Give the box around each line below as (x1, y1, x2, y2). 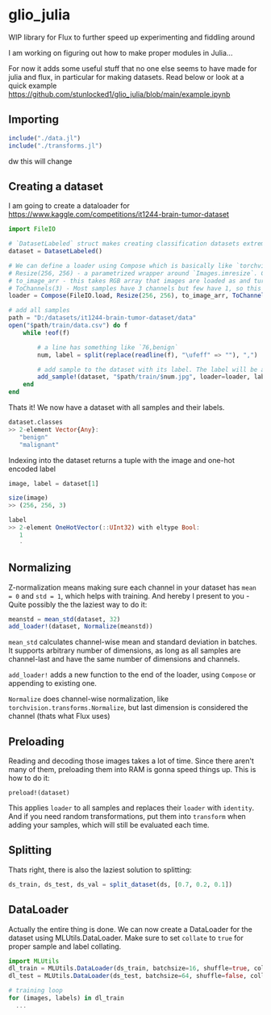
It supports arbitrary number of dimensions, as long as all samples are (8, 645, 241, 655)
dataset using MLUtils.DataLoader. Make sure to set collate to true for (8, 933, 244, 942)
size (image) (8, 494, 48, 502)
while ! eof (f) (23, 328, 70, 336)
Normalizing (8, 561, 72, 574)
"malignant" (19, 441, 60, 449)
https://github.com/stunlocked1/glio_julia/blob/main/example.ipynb (8, 89, 231, 98)
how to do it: (8, 773, 50, 783)
